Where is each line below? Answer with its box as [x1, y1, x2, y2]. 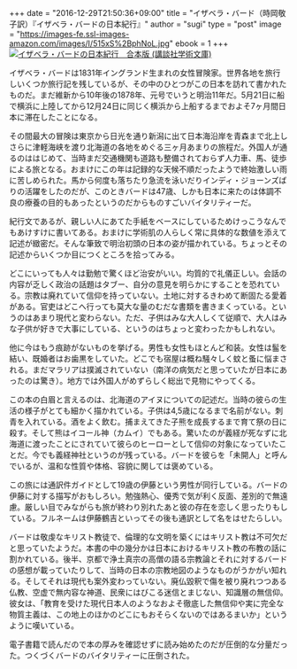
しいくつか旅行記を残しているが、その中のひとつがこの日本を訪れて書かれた [9, 79, 287, 89]
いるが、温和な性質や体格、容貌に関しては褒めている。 [16, 461, 218, 471]
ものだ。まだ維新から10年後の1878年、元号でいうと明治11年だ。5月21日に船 [9, 89, 286, 100]
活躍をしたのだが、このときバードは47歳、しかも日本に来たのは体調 [24, 186, 274, 197]
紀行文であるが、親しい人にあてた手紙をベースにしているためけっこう [9, 216, 264, 226]
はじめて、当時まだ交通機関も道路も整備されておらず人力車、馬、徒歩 [32, 153, 287, 163]
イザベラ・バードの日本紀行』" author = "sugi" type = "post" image [35, 19, 282, 29]
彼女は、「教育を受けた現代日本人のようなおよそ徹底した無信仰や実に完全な [9, 598, 285, 609]
